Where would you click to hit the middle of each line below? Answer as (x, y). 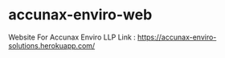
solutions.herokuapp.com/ (52, 45)
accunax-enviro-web (80, 15)
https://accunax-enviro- (177, 37)
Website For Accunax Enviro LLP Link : (72, 37)
